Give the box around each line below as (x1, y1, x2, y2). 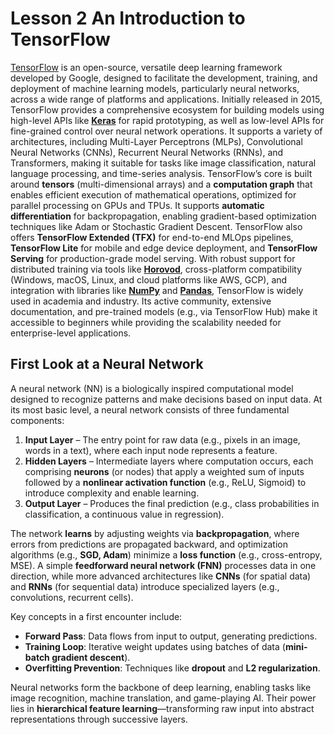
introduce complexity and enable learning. (24, 487, 200, 499)
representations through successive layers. (10, 713, 188, 725)
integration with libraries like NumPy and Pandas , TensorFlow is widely (10, 284, 304, 296)
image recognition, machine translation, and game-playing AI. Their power (10, 692, 317, 704)
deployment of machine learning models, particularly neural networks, (10, 82, 300, 94)
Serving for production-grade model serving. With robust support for (10, 252, 296, 264)
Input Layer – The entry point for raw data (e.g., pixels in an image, (24, 433, 301, 446)
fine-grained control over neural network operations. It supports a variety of (10, 125, 323, 137)
